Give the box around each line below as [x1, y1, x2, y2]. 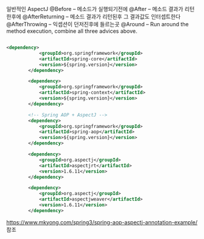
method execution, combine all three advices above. [6, 27, 138, 35]
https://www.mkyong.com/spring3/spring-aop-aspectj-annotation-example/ [6, 218, 198, 226]
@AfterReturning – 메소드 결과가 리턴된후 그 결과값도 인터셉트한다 [22, 13, 181, 20]
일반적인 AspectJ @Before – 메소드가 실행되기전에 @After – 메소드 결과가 [6, 5, 184, 12]
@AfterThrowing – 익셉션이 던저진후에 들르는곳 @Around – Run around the [6, 21, 189, 27]
